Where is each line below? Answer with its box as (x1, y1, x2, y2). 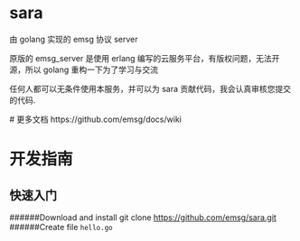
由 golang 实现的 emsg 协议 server (9, 33, 138, 44)
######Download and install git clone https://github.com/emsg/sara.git (9, 211, 277, 223)
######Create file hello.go (9, 221, 113, 232)
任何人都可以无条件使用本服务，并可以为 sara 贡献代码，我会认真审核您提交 (9, 83, 292, 94)
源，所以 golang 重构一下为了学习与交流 (9, 64, 158, 75)
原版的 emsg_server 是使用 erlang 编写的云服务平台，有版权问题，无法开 (9, 52, 280, 63)
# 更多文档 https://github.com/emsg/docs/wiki (9, 114, 183, 125)
